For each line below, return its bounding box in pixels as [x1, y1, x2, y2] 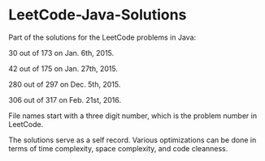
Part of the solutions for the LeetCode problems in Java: [8, 32, 197, 42]
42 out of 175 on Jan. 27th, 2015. [8, 63, 118, 74]
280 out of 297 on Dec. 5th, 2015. [8, 79, 121, 89]
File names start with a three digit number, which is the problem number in [8, 111, 258, 121]
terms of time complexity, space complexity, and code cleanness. [8, 143, 228, 153]
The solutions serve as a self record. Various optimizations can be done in [8, 135, 257, 145]
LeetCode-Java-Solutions [8, 6, 187, 24]
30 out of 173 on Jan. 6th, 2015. [8, 48, 115, 57]
